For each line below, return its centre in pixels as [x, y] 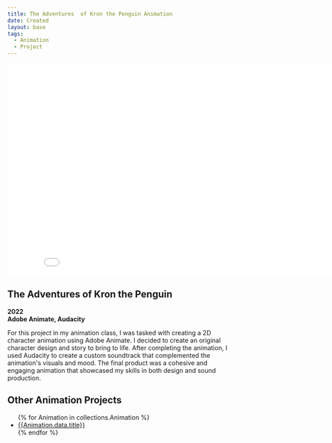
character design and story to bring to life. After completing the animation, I [117, 347]
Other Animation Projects [65, 400]
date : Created [28, 21]
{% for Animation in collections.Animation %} [84, 417]
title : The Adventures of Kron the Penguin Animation [90, 14]
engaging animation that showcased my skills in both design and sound [112, 370]
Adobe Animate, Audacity [46, 319]
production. [24, 378]
